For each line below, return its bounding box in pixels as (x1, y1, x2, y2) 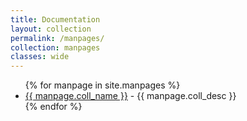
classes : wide (10, 52, 70, 62)
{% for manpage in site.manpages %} (24, 79, 181, 91)
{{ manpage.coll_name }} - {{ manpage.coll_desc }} (24, 90, 237, 102)
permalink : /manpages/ (10, 33, 105, 43)
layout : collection (10, 24, 92, 34)
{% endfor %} (24, 101, 83, 113)
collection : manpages (10, 42, 101, 53)
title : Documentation (10, 14, 101, 25)
